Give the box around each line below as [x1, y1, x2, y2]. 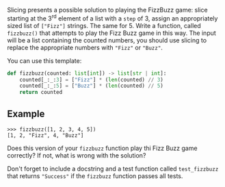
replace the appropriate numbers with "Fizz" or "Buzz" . [7, 43, 163, 51]
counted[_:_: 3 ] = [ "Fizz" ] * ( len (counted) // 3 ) [19, 76, 164, 83]
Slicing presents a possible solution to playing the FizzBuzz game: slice [7, 6, 208, 14]
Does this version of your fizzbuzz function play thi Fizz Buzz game [7, 144, 198, 152]
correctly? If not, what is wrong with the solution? [7, 151, 146, 160]
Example [7, 108, 45, 119]
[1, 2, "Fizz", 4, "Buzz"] [7, 132, 84, 139]
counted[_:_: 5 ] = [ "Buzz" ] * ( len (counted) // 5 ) [19, 82, 164, 90]
